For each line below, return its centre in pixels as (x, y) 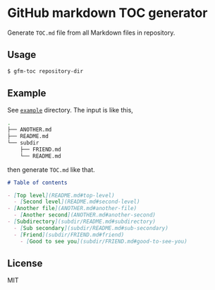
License (25, 263)
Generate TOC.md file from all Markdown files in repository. (91, 33)
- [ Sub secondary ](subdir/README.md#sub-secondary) (91, 228)
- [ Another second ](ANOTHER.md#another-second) (85, 215)
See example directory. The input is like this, (70, 110)
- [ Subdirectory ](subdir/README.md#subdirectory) (82, 222)
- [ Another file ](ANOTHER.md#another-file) (72, 209)
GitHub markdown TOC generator (107, 13)
